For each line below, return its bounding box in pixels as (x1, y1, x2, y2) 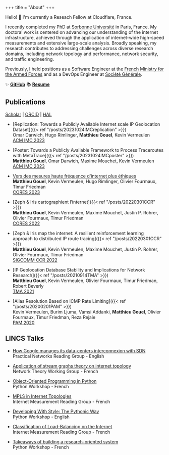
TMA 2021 (12, 288, 34, 294)
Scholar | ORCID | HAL (5, 111, 52, 117)
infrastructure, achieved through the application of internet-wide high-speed (5, 35, 164, 40)
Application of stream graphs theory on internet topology (12, 362, 131, 369)
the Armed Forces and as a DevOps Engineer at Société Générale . (5, 71, 142, 77)
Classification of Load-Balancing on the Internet (12, 423, 112, 429)
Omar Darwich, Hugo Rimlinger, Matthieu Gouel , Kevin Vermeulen (12, 131, 150, 138)
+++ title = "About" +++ (5, 5, 55, 10)
